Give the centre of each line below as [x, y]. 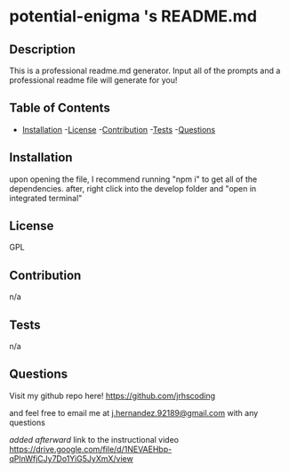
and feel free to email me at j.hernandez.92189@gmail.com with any [134, 412]
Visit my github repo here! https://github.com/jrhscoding [112, 396]
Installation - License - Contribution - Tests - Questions [119, 129]
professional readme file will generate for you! [93, 80]
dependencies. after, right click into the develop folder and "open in [133, 188]
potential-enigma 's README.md [133, 16]
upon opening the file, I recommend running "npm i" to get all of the [133, 179]
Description [42, 49]
